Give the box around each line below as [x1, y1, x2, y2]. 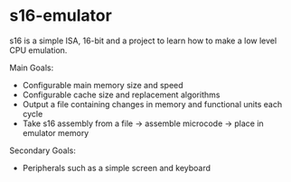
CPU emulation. [9, 44, 68, 55]
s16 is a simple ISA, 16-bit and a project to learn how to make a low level [9, 35, 277, 46]
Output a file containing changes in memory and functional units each [22, 98, 283, 109]
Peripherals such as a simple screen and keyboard [22, 162, 211, 173]
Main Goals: [9, 62, 54, 73]
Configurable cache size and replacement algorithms [22, 89, 221, 100]
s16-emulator [9, 5, 113, 26]
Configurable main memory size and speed [22, 79, 183, 90]
